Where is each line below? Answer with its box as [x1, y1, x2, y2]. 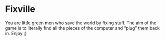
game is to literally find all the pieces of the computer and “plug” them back [5, 25, 160, 31]
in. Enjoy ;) [5, 30, 27, 36]
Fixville [5, 3, 36, 15]
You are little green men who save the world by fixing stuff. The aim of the [5, 20, 157, 26]
